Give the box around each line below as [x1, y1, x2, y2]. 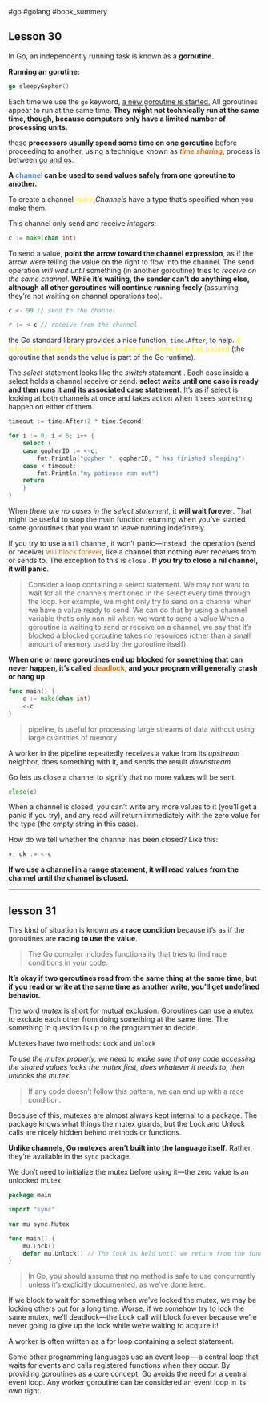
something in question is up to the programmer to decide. [8, 1023, 199, 1033]
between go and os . [8, 155, 74, 164]
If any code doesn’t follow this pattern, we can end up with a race [27, 1087, 244, 1096]
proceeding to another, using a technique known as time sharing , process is [8, 146, 261, 155]
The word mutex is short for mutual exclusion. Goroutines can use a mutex [8, 1006, 254, 1016]
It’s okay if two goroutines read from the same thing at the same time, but [8, 974, 258, 983]
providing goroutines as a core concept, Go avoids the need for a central [8, 1369, 248, 1379]
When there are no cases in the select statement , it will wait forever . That [8, 506, 252, 516]
